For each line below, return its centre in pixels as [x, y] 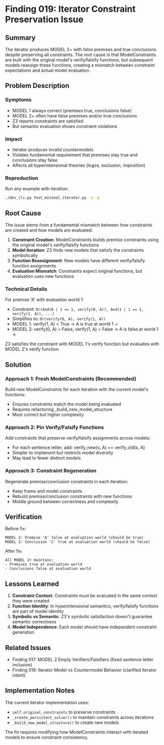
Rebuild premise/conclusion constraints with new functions [72, 496]
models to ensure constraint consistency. [47, 737]
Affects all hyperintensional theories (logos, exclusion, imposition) [79, 165]
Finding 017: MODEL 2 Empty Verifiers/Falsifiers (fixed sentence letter [83, 659]
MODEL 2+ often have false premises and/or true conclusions [75, 116]
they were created [31, 601]
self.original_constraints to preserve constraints [64, 712]
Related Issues [28, 648]
